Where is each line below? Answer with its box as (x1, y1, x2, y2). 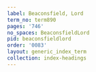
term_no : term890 (7, 16, 57, 23)
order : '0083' (7, 42, 48, 49)
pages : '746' (7, 23, 44, 29)
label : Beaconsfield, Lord (7, 10, 84, 17)
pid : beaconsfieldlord (7, 36, 71, 43)
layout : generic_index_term (7, 49, 87, 56)
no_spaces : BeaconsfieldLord (7, 29, 90, 36)
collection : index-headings (7, 55, 87, 62)
